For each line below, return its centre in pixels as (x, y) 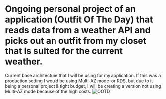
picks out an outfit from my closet (76, 41)
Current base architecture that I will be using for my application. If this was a (83, 75)
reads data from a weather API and (78, 30)
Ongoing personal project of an (71, 9)
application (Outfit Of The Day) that (79, 20)
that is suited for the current (64, 51)
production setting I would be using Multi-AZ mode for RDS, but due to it (79, 81)
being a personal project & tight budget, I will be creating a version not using (83, 86)
